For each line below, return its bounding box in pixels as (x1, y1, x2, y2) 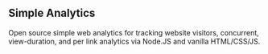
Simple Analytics (8, 6, 96, 20)
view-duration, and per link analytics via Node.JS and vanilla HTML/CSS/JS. (8, 36, 261, 46)
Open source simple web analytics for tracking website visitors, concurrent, (8, 27, 259, 37)
